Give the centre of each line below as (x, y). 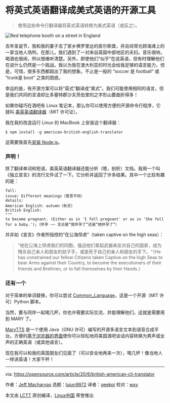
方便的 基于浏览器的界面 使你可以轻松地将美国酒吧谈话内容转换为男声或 (87, 336)
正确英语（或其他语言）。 (39, 342)
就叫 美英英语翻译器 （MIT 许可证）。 (43, 111)
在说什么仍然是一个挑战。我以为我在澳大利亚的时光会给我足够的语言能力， (83, 65)
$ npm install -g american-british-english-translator (64, 132)
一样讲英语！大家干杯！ (30, 359)
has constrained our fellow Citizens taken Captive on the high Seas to (90, 257)
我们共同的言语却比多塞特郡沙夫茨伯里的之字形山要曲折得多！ (74, 95)
